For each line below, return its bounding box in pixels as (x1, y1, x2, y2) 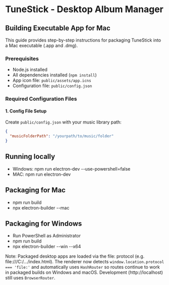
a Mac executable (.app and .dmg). (5, 43, 78, 49)
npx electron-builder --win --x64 (12, 243, 81, 250)
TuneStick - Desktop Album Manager (5, 4, 164, 15)
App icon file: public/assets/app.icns (12, 77, 92, 84)
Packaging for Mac (5, 186, 66, 194)
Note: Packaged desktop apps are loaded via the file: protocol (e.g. (5, 253, 145, 259)
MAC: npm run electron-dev (12, 171, 71, 177)
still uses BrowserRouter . (5, 275, 55, 281)
